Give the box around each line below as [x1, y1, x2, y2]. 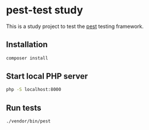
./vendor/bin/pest [6, 118, 51, 124]
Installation [6, 40, 48, 50]
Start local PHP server [6, 71, 88, 82]
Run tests [6, 103, 41, 113]
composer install [6, 55, 48, 61]
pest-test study [6, 3, 84, 17]
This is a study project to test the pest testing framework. [6, 23, 144, 30]
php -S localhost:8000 [6, 87, 61, 93]
